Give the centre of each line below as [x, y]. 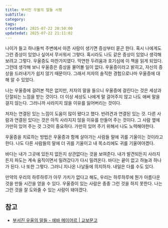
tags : [11, 24]
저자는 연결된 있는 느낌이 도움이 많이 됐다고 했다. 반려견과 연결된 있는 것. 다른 [81, 113]
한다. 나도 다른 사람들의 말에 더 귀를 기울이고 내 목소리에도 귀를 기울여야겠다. [80, 143]
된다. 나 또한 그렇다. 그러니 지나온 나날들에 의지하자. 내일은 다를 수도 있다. [82, 166]
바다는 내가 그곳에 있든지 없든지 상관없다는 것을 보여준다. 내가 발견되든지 [76, 154]
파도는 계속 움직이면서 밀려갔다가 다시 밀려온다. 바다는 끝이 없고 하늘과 [83, 160]
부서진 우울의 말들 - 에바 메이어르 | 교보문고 [55, 220]
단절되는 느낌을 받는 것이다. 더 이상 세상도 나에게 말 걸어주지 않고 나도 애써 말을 [83, 97]
